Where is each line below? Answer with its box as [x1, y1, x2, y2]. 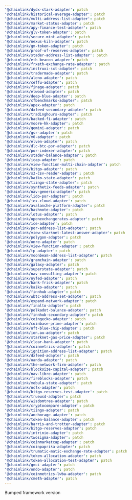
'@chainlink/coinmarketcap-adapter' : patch [4, 440, 95, 445]
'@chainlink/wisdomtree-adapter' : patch [4, 399, 88, 404]
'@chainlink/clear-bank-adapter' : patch [4, 339, 88, 344]
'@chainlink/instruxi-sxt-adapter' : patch [4, 67, 92, 71]
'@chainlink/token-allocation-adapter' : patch [4, 453, 101, 458]
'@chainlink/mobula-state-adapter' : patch [4, 381, 92, 385]
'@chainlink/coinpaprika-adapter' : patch [4, 444, 90, 449]
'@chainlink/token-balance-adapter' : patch [4, 417, 95, 422]
